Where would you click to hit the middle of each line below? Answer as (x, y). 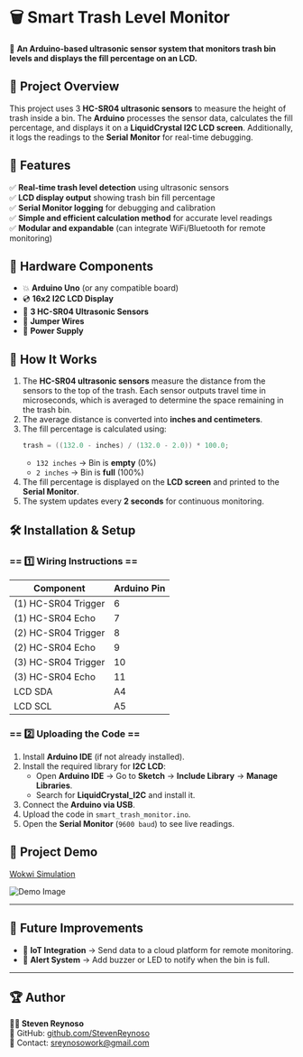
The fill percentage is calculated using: (94, 429)
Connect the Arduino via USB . (78, 805)
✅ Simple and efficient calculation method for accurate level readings (141, 218)
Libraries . (54, 785)
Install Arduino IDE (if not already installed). (103, 757)
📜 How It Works (53, 359)
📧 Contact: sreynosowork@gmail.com (79, 1043)
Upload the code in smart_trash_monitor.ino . (106, 814)
